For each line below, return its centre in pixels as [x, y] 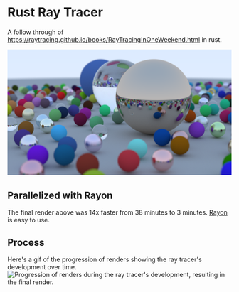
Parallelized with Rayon [60, 195]
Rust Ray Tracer [55, 12]
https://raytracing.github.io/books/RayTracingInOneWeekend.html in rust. [115, 39]
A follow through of [36, 32]
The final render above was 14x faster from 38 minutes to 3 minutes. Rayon [117, 212]
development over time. [42, 267]
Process [26, 242]
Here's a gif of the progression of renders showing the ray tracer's [105, 259]
